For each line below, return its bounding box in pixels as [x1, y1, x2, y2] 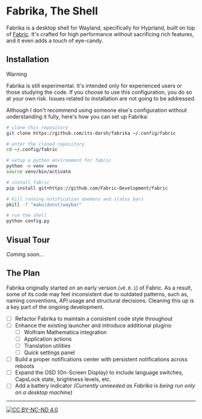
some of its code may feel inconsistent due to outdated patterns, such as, [6, 290, 189, 297]
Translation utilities [23, 342, 71, 349]
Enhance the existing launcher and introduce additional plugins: [14, 321, 173, 329]
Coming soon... [6, 250, 44, 258]
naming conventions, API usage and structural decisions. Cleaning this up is [6, 297, 194, 304]
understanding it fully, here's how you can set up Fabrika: [6, 113, 148, 120]
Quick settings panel [23, 349, 75, 356]
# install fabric [6, 179, 50, 185]
